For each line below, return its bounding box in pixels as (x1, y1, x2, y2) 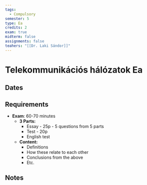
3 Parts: (19, 118, 36, 124)
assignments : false (5, 39, 45, 44)
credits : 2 (5, 25, 27, 30)
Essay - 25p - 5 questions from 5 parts (26, 124, 104, 129)
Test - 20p (26, 129, 48, 134)
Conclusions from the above (26, 154, 83, 161)
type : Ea (5, 20, 23, 26)
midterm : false (5, 35, 36, 39)
